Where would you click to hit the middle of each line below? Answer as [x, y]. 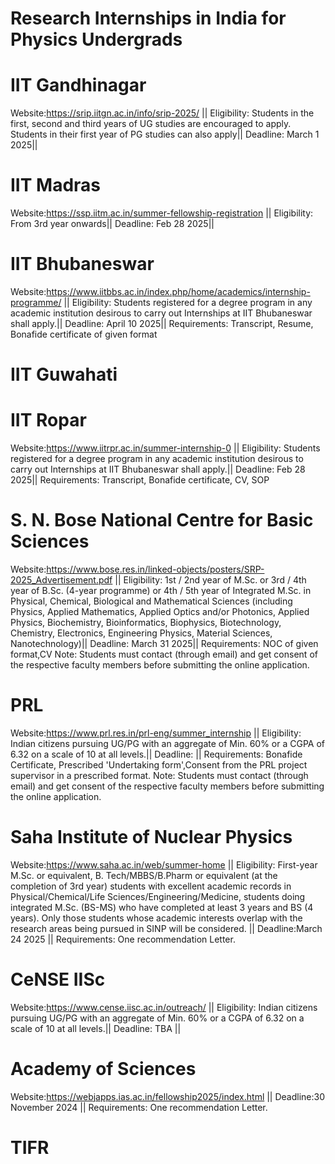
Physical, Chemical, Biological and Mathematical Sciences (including [151, 601]
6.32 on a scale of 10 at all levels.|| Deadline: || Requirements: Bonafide [156, 754]
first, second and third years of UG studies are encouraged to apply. [151, 124]
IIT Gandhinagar [78, 85]
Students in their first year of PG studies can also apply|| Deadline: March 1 [165, 134]
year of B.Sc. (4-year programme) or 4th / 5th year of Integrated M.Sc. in [161, 591]
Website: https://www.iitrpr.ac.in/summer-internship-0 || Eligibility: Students [165, 448]
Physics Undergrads [96, 39]
